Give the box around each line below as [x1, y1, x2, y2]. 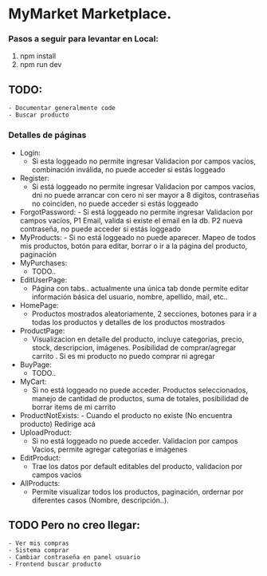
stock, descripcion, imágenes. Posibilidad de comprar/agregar [31, 342, 237, 352]
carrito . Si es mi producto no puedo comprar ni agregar [31, 351, 215, 361]
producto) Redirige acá [19, 419, 96, 428]
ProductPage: [19, 325, 65, 335]
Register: [19, 173, 50, 183]
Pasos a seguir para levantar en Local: [8, 34, 159, 45]
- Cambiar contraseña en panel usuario [8, 554, 141, 562]
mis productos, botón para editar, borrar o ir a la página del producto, [19, 241, 248, 251]
